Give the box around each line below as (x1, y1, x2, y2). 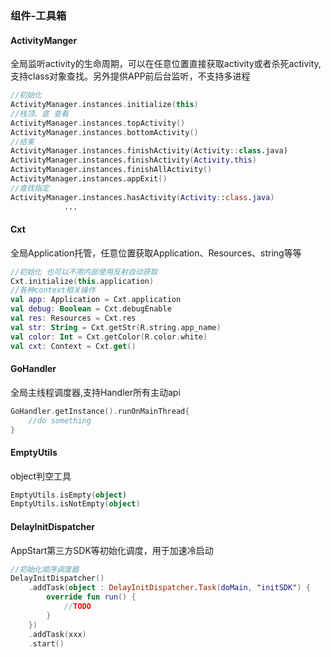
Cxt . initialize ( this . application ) (10, 276, 155, 286)
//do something (28, 415, 92, 426)
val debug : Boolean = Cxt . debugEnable (10, 304, 172, 314)
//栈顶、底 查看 (10, 108, 69, 119)
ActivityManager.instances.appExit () (10, 174, 168, 184)
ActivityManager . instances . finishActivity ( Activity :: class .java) (10, 146, 288, 156)
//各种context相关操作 (10, 285, 96, 296)
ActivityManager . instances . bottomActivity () (10, 127, 199, 137)
